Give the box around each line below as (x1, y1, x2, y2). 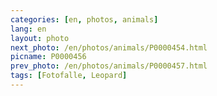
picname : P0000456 (10, 52, 87, 62)
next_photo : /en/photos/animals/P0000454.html (10, 42, 208, 53)
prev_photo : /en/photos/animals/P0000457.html (10, 61, 208, 71)
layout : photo (10, 33, 70, 43)
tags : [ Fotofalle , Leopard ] (10, 71, 128, 81)
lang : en (10, 24, 47, 34)
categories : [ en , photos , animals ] (10, 14, 159, 25)
